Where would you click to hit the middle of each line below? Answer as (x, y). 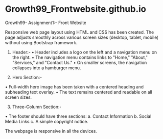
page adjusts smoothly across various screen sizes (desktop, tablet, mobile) (82, 37)
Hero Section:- (27, 77)
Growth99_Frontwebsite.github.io (76, 9)
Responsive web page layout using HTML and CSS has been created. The (80, 32)
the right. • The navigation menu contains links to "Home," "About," (80, 57)
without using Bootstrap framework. (41, 42)
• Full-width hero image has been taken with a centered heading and (74, 86)
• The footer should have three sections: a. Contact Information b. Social (78, 116)
